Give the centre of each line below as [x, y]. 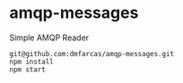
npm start [28, 70]
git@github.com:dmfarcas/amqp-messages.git [92, 54]
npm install [31, 62]
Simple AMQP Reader [49, 37]
